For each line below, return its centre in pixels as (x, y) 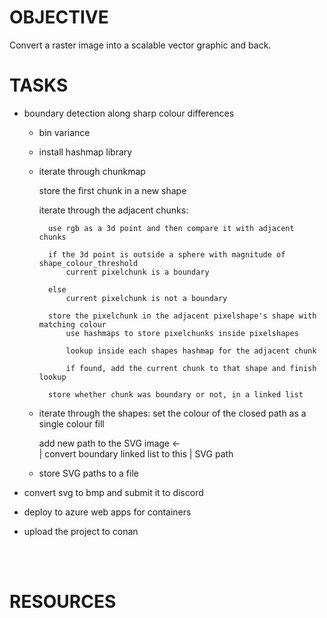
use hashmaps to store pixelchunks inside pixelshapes (182, 333)
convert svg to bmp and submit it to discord (113, 492)
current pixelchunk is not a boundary (146, 298)
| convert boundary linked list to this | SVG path (136, 453)
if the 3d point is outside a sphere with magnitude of (166, 254)
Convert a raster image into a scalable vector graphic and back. (140, 45)
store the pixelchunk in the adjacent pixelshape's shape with (182, 316)
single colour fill (71, 423)
